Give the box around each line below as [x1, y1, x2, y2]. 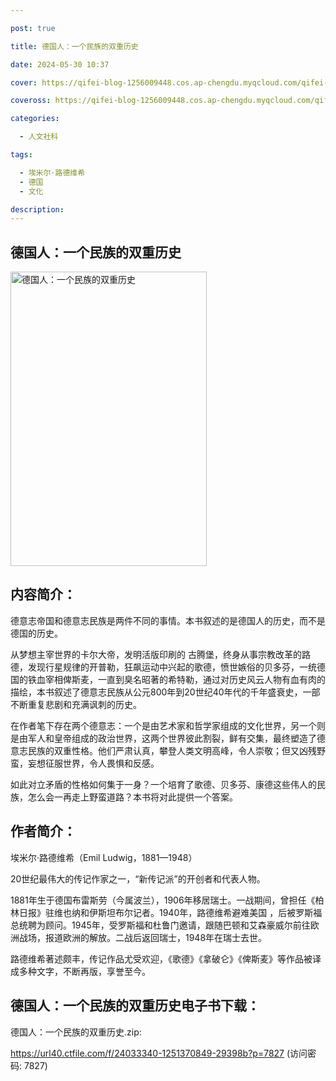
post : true [10, 23, 56, 33]
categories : [10, 114, 60, 124]
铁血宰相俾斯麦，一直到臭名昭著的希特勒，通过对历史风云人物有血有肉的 [27, 673, 326, 685]
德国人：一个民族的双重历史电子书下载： [10, 997, 260, 1015]
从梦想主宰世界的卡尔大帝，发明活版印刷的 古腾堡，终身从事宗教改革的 [10, 648, 302, 660]
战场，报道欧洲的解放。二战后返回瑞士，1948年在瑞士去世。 [18, 931, 268, 943]
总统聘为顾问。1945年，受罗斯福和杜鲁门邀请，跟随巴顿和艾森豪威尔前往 [10, 919, 311, 931]
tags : [10, 150, 33, 160]
